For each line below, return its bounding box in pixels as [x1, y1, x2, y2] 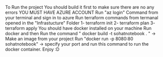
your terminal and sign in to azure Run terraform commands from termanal [5, 15, 158, 20]
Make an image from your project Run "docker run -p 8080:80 [5, 36, 133, 42]
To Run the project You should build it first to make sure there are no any [5, 4, 154, 10]
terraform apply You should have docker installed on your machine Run [5, 25, 151, 31]
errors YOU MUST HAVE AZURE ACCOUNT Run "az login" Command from [5, 9, 158, 15]
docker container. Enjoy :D [5, 47, 60, 52]
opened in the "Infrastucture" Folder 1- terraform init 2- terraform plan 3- [5, 20, 155, 26]
